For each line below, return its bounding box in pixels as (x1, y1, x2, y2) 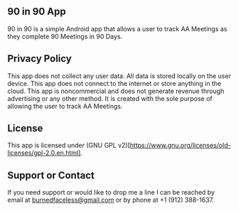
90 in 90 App (7, 6, 66, 18)
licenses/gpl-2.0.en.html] (7, 148, 81, 157)
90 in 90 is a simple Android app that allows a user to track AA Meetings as (7, 24, 227, 33)
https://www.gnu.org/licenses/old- (129, 141, 231, 150)
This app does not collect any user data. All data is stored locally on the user (7, 71, 232, 80)
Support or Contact (7, 169, 94, 181)
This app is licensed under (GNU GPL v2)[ (7, 141, 130, 150)
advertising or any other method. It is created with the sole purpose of (7, 94, 213, 102)
